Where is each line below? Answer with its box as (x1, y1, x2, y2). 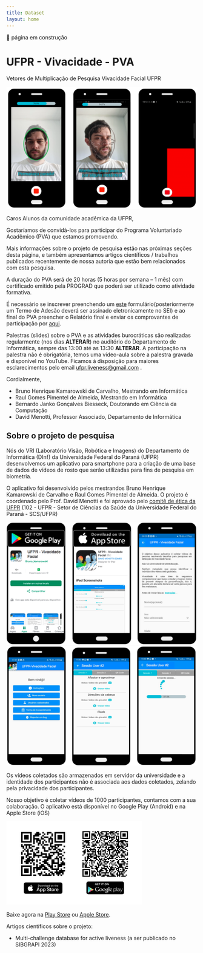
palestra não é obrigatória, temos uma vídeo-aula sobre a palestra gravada (6, 351, 193, 358)
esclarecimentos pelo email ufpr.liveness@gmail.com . (6, 364, 142, 371)
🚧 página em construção (6, 33, 68, 41)
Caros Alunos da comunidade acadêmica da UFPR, (6, 214, 134, 222)
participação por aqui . (6, 319, 62, 327)
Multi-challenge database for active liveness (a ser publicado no (15, 934, 176, 941)
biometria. (6, 472, 32, 480)
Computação (15, 407, 48, 414)
